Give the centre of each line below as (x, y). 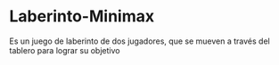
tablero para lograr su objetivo (65, 50)
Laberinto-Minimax (82, 16)
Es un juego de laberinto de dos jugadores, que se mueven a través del (139, 41)
